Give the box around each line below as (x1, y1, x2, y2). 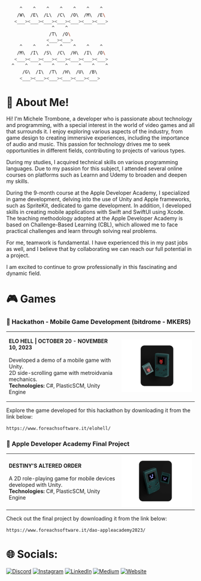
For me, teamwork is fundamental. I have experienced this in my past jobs (6, 239, 188, 246)
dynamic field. (6, 270, 41, 277)
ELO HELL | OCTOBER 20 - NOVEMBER (8, 337, 108, 344)
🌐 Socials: (6, 547, 58, 561)
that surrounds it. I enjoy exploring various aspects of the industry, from (6, 128, 183, 135)
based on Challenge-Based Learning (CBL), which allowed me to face (6, 221, 178, 228)
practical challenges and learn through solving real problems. (6, 228, 157, 235)
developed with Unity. (8, 481, 63, 488)
